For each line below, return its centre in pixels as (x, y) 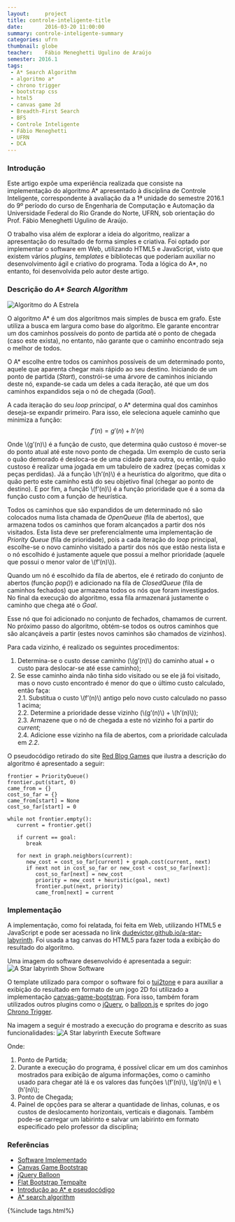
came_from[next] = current (74, 893)
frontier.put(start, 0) (42, 782)
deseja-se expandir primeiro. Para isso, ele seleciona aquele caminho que (114, 412)
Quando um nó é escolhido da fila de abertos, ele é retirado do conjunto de (115, 575)
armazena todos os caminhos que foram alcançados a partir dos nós (106, 525)
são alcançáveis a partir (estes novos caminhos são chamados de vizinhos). (117, 633)
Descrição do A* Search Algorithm (67, 290)
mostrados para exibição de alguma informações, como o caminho (114, 1075)
